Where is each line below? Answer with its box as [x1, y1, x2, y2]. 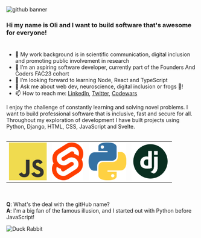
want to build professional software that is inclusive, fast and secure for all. [6, 110, 193, 117]
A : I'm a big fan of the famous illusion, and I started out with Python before [6, 207, 192, 214]
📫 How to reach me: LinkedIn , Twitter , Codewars [14, 90, 138, 97]
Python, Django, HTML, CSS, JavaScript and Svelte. [6, 123, 136, 130]
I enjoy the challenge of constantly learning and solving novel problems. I [6, 104, 188, 111]
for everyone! [6, 28, 47, 37]
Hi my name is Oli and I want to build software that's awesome [6, 21, 192, 29]
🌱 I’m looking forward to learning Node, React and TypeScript [14, 77, 168, 84]
